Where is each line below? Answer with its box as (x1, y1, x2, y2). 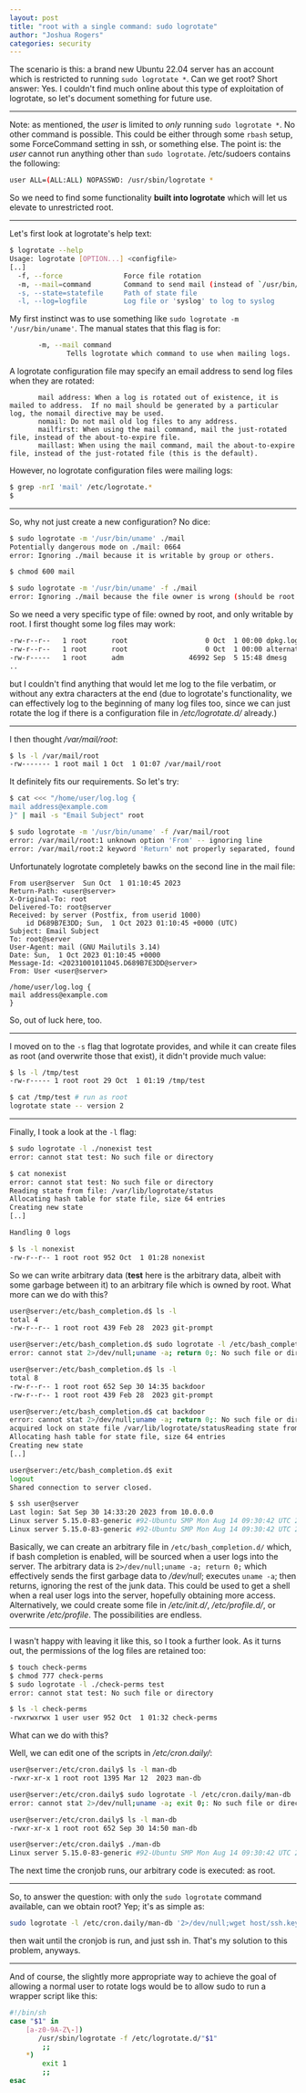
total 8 (9, 1373, 39, 1383)
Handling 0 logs (9, 1228, 71, 1237)
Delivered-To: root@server (9, 902, 112, 911)
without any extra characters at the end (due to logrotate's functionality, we (9, 688, 293, 699)
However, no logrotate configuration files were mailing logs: (9, 465, 233, 476)
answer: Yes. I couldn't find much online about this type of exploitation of (9, 83, 284, 94)
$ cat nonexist (9, 1169, 67, 1178)
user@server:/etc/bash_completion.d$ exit (9, 1466, 173, 1475)
